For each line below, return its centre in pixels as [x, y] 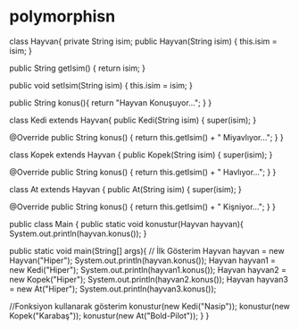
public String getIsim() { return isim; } [77, 68]
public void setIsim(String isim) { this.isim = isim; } [101, 85]
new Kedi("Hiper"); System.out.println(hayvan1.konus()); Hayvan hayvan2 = [148, 269]
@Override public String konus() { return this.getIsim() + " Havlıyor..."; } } [143, 172]
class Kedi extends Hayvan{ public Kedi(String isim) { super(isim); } [133, 120]
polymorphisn [62, 17]
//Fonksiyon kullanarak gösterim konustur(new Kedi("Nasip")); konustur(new [149, 306]
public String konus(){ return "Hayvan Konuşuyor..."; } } [111, 102]
